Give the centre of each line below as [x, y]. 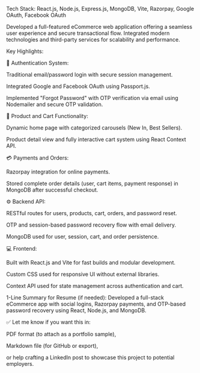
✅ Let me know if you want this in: [49, 322]
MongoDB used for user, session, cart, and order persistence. [83, 237]
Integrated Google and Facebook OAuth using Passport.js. [78, 86]
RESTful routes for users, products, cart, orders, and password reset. [92, 213]
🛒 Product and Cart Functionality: [47, 116]
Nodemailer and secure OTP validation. [55, 104]
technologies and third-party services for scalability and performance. [93, 39]
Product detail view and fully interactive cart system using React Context [96, 139]
